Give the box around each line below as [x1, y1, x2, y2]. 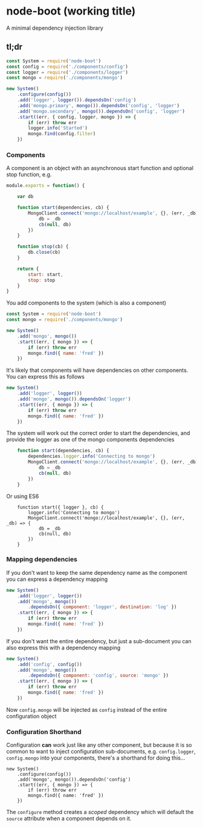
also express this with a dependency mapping [6, 644, 121, 651]
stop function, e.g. [6, 171, 52, 178]
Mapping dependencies [6, 555, 77, 564]
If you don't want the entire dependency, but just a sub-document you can [6, 637, 192, 644]
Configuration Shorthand [6, 727, 82, 736]
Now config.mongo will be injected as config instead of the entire [6, 706, 167, 713]
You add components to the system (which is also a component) [6, 299, 167, 306]
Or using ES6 [6, 492, 39, 500]
